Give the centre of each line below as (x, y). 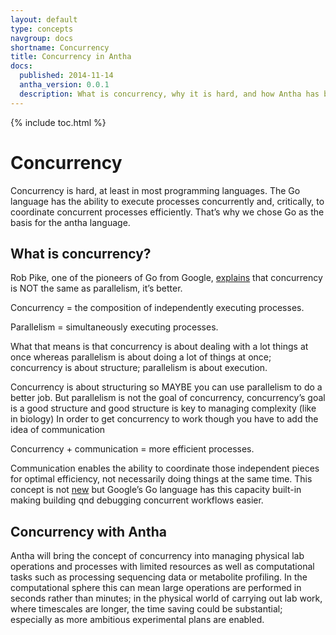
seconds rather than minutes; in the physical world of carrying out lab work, (166, 598)
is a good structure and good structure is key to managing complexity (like (163, 408)
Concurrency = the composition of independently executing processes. (157, 308)
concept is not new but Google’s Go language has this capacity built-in (156, 490)
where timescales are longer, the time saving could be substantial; (146, 609)
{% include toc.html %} (58, 122)
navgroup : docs (42, 38)
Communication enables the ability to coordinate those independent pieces (165, 468)
